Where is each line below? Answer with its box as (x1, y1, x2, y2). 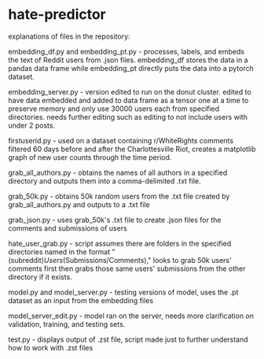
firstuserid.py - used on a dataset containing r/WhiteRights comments (8, 135, 234, 145)
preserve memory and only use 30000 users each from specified (8, 104, 220, 113)
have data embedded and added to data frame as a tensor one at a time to (8, 95, 249, 105)
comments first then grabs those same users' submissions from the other (8, 264, 246, 273)
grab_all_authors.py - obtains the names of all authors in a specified (8, 168, 228, 177)
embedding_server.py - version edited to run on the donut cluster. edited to (8, 87, 251, 96)
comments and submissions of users (8, 223, 127, 233)
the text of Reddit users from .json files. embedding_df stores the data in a (8, 55, 249, 65)
